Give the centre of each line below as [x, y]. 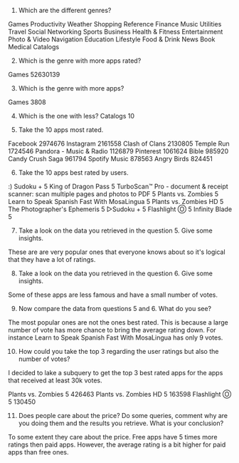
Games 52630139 [34, 75]
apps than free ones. [38, 452]
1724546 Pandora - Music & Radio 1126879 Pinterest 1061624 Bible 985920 [118, 151]
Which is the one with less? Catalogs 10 [76, 116]
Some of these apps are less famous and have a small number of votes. [113, 295]
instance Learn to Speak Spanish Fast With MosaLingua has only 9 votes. [116, 337]
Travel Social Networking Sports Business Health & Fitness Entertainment [116, 32]
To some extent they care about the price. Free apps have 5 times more [113, 437]
